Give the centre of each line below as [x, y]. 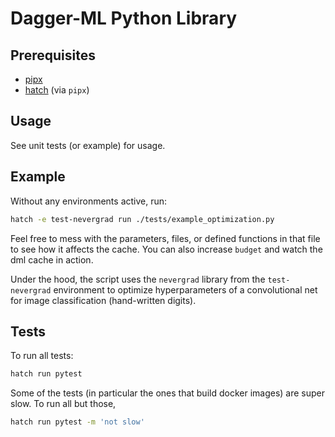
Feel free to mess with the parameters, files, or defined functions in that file [165, 238]
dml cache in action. [52, 259]
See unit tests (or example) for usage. [88, 145]
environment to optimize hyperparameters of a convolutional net [185, 289]
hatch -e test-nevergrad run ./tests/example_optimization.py [142, 219]
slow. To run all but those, [63, 404]
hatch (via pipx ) [57, 90]
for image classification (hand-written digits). [103, 300]
